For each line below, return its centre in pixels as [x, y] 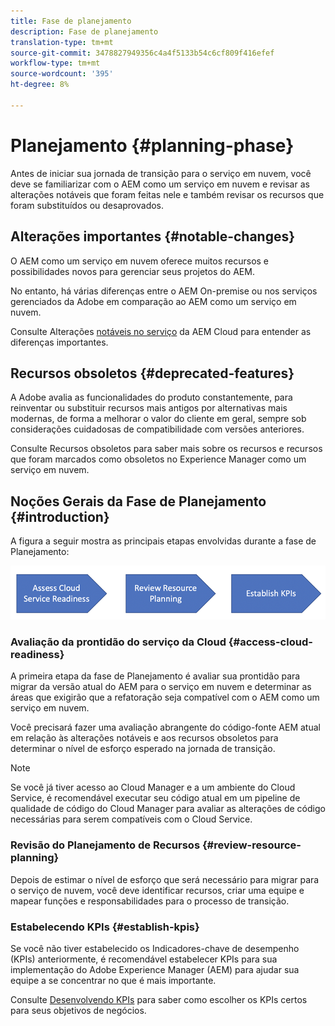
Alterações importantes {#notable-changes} [153, 236]
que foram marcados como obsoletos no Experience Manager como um [158, 459]
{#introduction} [60, 516]
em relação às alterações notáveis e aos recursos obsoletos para [144, 738]
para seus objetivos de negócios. [78, 1010]
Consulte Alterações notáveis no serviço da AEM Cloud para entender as [161, 331]
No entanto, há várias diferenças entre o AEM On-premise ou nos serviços [164, 291]
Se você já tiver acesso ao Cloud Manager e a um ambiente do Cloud [153, 787]
